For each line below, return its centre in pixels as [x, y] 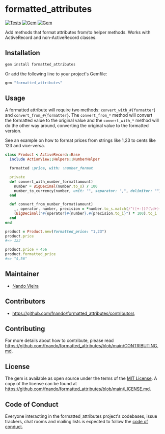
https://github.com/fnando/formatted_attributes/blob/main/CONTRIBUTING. [82, 346]
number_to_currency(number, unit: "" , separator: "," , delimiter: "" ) [88, 191]
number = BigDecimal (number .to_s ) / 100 [56, 186]
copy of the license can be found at [41, 384]
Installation [23, 53]
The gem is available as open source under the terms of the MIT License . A [81, 378]
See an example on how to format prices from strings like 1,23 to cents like [81, 140]
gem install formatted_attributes [41, 64]
